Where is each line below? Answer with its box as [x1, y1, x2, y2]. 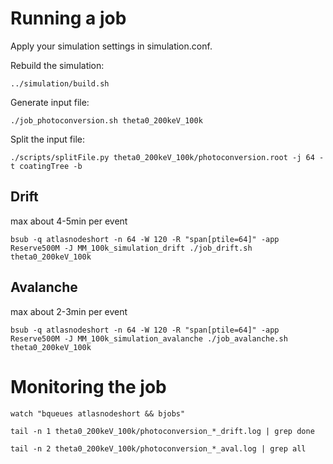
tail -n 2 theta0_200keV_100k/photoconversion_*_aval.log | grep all [10, 443, 307, 454]
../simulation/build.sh [10, 78, 110, 89]
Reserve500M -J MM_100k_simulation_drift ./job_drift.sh [10, 243, 253, 253]
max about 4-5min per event [10, 215, 128, 227]
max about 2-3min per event [10, 305, 128, 317]
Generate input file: [10, 96, 90, 108]
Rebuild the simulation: [10, 59, 105, 71]
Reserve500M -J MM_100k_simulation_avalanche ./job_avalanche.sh [10, 333, 288, 344]
